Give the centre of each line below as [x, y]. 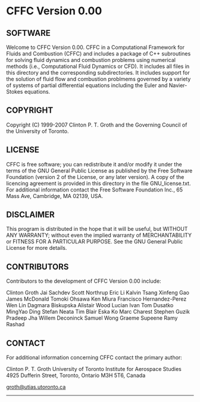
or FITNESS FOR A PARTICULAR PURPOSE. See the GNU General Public [95, 242]
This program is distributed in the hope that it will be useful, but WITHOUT [97, 229]
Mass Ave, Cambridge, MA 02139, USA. [55, 196]
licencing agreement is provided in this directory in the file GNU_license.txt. [99, 183]
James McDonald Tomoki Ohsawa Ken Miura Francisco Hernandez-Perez [96, 299]
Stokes [15, 92]
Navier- [178, 85]
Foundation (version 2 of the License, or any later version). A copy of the [95, 177]
